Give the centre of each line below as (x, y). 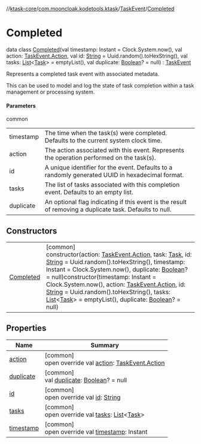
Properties (26, 328)
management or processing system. (51, 92)
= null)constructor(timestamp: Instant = (101, 277)
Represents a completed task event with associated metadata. (83, 74)
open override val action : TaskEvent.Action (105, 362)
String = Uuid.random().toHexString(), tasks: (108, 292)
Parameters (21, 106)
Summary (105, 345)
